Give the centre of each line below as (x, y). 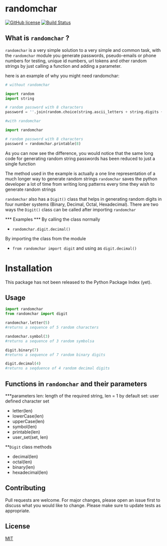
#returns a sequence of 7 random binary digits (55, 355)
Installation (29, 268)
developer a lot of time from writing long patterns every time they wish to (80, 184)
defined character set (27, 401)
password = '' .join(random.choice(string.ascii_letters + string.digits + (84, 112)
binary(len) (24, 467)
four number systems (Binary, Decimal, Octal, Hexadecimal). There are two (82, 204)
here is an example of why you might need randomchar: (62, 76)
